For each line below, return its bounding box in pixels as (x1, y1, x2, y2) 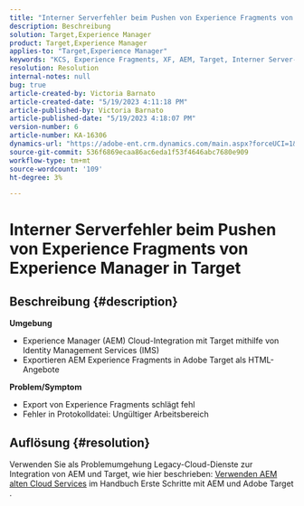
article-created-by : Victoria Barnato (9, 89, 156, 98)
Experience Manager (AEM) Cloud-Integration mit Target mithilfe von (22, 335, 280, 346)
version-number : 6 (9, 123, 79, 132)
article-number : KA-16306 (9, 131, 107, 140)
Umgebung (9, 318, 52, 329)
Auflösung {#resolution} (9, 435, 151, 450)
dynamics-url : (9, 139, 63, 148)
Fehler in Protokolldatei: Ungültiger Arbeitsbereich (22, 408, 210, 420)
